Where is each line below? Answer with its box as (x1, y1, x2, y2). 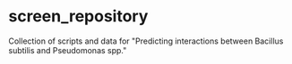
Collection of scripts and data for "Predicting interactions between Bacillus (8, 36, 284, 46)
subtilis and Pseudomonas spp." (8, 44, 127, 55)
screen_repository (8, 6, 149, 27)
